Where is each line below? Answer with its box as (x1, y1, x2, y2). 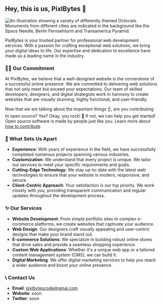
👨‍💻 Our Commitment (5, 65, 54, 72)
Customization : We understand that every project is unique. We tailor (12, 157, 151, 163)
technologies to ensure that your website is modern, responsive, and (12, 172, 149, 178)
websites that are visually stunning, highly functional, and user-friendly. (5, 96, 148, 102)
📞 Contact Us (5, 274, 35, 281)
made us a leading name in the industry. (5, 53, 85, 59)
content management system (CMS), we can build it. (12, 252, 117, 258)
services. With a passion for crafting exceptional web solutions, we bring (5, 42, 150, 48)
